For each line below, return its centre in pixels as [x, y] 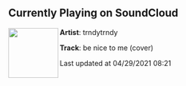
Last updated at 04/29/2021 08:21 [115, 63]
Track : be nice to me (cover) [107, 48]
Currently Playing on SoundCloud [93, 13]
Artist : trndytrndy [89, 32]
